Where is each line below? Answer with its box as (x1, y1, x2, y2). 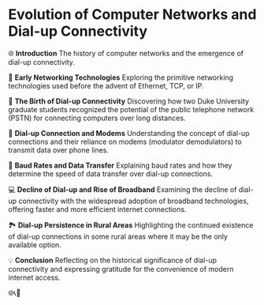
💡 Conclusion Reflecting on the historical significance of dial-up (8, 255, 218, 265)
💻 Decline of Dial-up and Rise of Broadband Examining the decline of (8, 184, 237, 194)
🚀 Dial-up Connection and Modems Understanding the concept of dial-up (8, 128, 250, 137)
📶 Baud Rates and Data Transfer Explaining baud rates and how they (8, 160, 232, 170)
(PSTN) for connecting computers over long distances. (8, 113, 186, 122)
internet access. (8, 273, 61, 282)
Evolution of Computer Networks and (8, 6, 257, 24)
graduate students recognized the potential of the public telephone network (8, 104, 255, 114)
